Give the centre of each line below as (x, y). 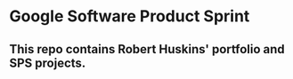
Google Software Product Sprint (130, 16)
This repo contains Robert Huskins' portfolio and (147, 49)
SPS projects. (48, 63)
